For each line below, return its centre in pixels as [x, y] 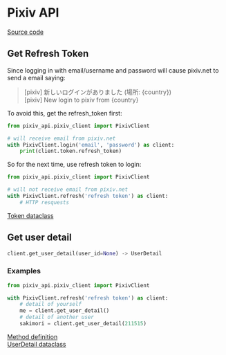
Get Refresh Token [48, 54]
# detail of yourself [50, 304]
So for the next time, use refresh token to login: [74, 165]
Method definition [32, 336]
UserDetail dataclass [37, 344]
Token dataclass [30, 215]
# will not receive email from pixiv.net [68, 190]
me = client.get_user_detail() [65, 311]
